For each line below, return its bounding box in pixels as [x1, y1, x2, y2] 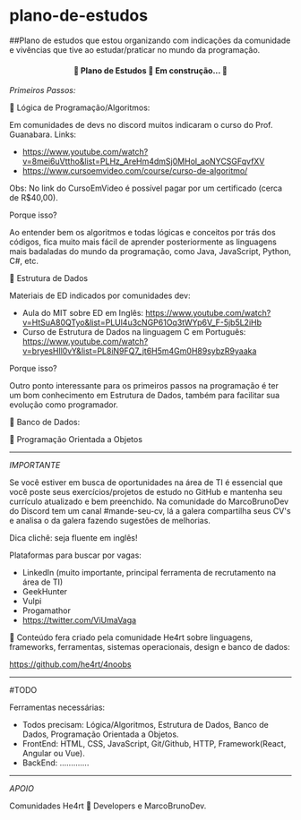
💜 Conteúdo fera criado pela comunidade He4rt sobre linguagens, [9, 632, 254, 643]
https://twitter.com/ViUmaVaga [21, 615, 137, 626]
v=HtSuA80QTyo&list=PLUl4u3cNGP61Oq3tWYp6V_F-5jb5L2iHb [21, 317, 262, 328]
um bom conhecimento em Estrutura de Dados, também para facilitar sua [9, 390, 280, 401]
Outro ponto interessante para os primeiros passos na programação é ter [9, 380, 279, 391]
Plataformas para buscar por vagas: [9, 550, 142, 560]
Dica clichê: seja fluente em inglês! [9, 533, 138, 543]
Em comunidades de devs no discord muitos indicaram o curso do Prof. [9, 120, 273, 131]
